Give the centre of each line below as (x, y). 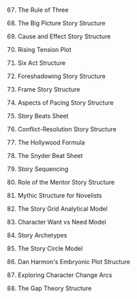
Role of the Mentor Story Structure (66, 182)
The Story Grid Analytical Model (62, 209)
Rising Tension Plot (44, 50)
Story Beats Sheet (43, 116)
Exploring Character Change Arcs (65, 275)
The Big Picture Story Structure (61, 23)
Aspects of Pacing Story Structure (66, 103)
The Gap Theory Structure (55, 288)
